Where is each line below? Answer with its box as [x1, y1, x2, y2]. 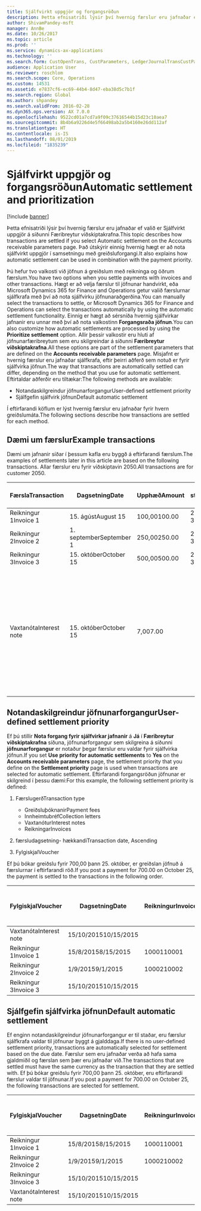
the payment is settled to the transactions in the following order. [7, 873, 163, 880]
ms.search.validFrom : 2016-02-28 [7, 103, 90, 109]
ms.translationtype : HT [7, 125, 66, 131]
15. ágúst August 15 [69, 513, 126, 521]
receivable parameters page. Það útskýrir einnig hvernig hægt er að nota [7, 243, 185, 251]
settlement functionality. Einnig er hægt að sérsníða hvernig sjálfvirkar [7, 312, 179, 319]
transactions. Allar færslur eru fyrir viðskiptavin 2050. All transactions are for [7, 463, 194, 470]
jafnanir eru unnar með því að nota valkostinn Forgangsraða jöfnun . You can [7, 318, 193, 325]
